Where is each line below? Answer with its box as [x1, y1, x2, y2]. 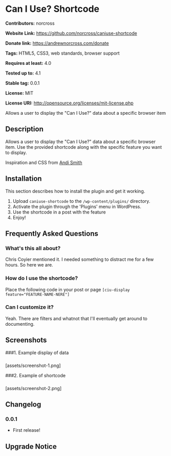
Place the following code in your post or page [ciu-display [5, 286, 130, 292]
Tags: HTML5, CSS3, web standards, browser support [5, 50, 120, 56]
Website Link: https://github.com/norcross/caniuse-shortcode [5, 30, 137, 36]
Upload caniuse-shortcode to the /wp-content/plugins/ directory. [12, 198, 151, 204]
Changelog [5, 400, 41, 409]
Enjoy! [12, 214, 26, 220]
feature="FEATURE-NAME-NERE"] [5, 292, 70, 297]
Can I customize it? [5, 304, 54, 311]
